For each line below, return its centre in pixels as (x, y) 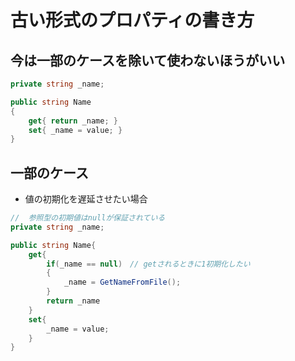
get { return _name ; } (73, 121)
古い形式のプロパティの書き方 (132, 20)
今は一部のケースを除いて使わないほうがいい (148, 60)
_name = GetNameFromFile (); (122, 282)
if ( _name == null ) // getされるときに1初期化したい (148, 264)
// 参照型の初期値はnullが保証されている (88, 218)
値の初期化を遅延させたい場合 (86, 199)
